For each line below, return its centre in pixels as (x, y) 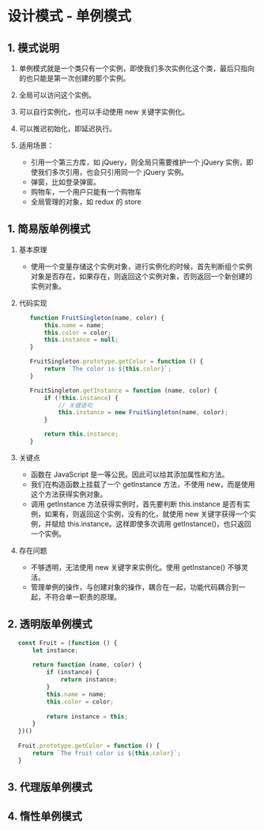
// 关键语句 (75, 405)
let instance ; (55, 650)
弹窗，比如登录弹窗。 (65, 182)
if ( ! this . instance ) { (81, 398)
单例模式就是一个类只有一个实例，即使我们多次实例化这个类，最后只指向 (136, 68)
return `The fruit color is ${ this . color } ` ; (106, 753)
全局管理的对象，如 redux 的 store (86, 202)
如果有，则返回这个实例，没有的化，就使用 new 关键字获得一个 (147, 514)
